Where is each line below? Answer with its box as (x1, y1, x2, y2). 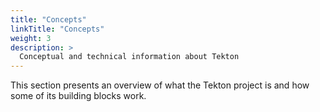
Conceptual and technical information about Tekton (19, 52, 240, 62)
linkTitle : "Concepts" (10, 24, 105, 34)
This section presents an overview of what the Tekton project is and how (10, 79, 310, 91)
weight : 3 (10, 33, 52, 43)
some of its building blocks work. (10, 90, 147, 102)
